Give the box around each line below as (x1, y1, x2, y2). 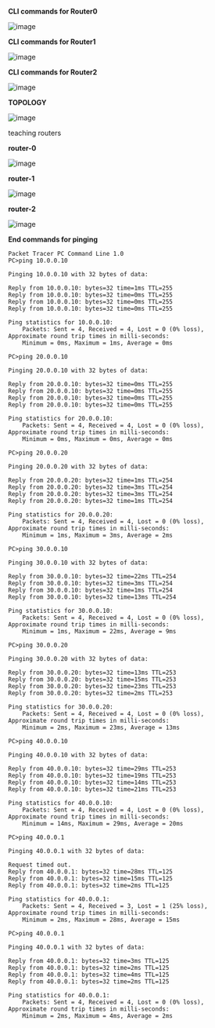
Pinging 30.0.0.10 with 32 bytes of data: (8, 559, 149, 567)
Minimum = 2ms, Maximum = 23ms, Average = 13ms (22, 724, 180, 731)
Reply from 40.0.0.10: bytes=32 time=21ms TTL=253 (8, 786, 177, 793)
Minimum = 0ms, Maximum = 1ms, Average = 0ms (22, 339, 174, 347)
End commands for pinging (8, 235, 98, 244)
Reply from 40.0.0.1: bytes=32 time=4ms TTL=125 (8, 971, 170, 979)
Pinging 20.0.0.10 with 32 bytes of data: (8, 366, 149, 374)
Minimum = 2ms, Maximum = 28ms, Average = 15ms (22, 916, 180, 924)
